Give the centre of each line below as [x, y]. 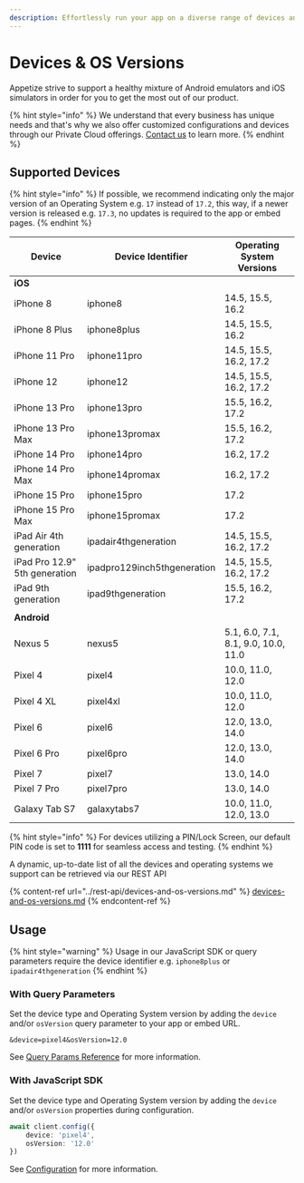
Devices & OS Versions [97, 62]
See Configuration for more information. [84, 1169]
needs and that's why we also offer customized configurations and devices [149, 124]
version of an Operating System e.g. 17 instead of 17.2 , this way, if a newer [149, 204]
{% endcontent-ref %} [129, 901]
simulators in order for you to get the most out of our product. [124, 97]
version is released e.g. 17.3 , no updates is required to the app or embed [145, 213]
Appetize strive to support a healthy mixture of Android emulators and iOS [147, 88]
